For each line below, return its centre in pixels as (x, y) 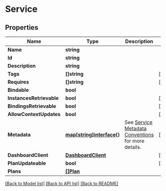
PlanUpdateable (27, 163)
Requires (18, 82)
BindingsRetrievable (32, 106)
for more (134, 141)
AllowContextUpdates (34, 114)
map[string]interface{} (93, 135)
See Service (138, 122)
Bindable (18, 90)
